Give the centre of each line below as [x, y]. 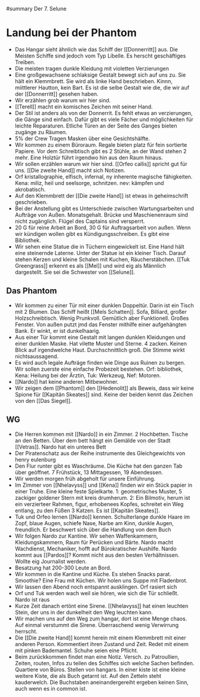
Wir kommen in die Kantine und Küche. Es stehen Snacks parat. [93, 574]
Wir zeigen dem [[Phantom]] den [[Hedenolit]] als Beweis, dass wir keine [104, 388]
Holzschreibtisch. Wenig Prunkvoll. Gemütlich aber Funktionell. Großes [102, 318]
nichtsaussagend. [36, 356]
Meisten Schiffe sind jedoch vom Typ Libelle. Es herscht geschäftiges [100, 56]
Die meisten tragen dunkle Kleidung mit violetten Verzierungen [92, 68]
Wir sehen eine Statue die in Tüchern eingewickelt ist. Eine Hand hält [99, 246]
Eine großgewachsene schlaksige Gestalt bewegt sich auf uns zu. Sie [100, 75]
